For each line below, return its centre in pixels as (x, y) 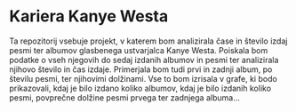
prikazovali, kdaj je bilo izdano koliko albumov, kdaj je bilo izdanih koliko (140, 88)
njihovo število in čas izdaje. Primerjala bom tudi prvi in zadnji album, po (141, 69)
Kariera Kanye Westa (89, 16)
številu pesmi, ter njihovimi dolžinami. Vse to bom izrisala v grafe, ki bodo (143, 78)
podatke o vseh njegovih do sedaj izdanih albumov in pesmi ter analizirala (144, 60)
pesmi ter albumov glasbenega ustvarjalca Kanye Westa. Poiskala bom (139, 50)
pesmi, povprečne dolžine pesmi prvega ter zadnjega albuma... (124, 97)
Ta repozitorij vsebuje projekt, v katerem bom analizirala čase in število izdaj (148, 41)
